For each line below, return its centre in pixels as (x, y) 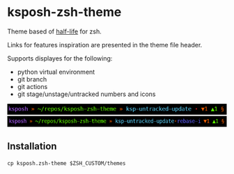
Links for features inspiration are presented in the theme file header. (105, 45)
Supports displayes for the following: (60, 58)
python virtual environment (56, 72)
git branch (32, 79)
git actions (32, 86)
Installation (32, 147)
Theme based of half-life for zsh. (55, 31)
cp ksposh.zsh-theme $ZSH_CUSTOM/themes (67, 163)
